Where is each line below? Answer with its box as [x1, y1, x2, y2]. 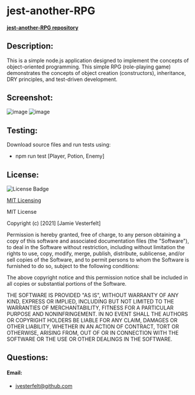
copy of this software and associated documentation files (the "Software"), [6, 237, 190, 244]
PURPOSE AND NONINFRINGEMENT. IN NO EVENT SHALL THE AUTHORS [6, 311, 188, 318]
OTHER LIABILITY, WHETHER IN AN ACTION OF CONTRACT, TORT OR [6, 323, 179, 330]
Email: [6, 369, 22, 376]
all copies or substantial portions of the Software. [6, 280, 126, 288]
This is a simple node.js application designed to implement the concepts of [6, 57, 189, 64]
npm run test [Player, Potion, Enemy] [15, 152, 105, 160]
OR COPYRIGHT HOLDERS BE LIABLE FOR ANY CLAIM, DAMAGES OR [6, 317, 178, 324]
